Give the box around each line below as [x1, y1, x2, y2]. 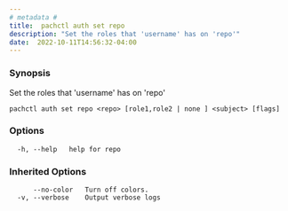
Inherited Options [9, 165, 87, 177]
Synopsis [9, 67, 51, 80]
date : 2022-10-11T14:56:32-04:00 [9, 37, 138, 47]
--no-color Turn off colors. [32, 185, 149, 195]
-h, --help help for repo [17, 145, 122, 153]
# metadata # [9, 12, 58, 22]
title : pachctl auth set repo [9, 21, 125, 30]
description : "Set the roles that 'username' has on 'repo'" [9, 29, 241, 38]
